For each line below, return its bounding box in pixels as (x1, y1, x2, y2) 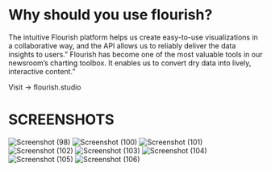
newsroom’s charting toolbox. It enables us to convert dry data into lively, (8, 58, 252, 68)
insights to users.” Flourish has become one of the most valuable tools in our (8, 49, 263, 59)
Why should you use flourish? (8, 6, 213, 24)
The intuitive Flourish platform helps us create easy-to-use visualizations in (8, 32, 258, 42)
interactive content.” (8, 66, 76, 76)
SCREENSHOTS (8, 111, 115, 129)
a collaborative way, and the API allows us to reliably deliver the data (8, 40, 236, 50)
